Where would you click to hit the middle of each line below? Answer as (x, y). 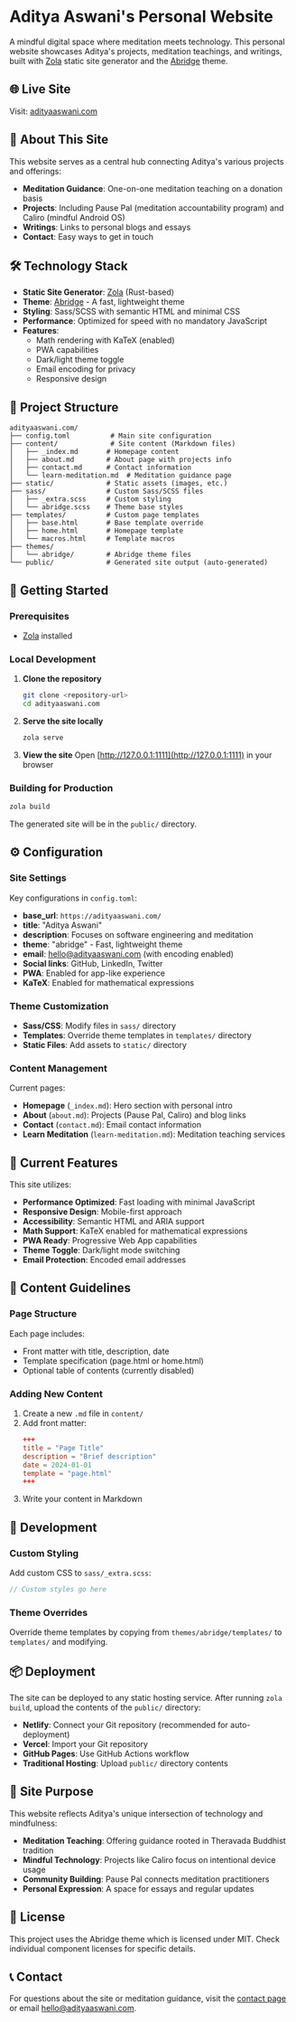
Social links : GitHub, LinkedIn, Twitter (92, 963)
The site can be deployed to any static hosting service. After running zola (146, 1697)
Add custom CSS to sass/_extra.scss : (80, 1573)
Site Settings (38, 878)
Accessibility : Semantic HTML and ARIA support (113, 1222)
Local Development (53, 659)
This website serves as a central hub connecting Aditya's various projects (147, 161)
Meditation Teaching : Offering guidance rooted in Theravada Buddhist (154, 1840)
